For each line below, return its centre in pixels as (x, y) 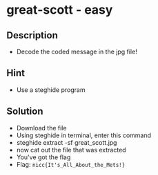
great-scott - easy (60, 10)
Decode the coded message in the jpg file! (77, 51)
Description (32, 35)
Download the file (41, 128)
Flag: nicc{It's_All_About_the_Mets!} (71, 164)
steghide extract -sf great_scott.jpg (67, 142)
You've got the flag (43, 157)
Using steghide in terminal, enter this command (84, 135)
